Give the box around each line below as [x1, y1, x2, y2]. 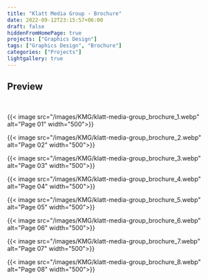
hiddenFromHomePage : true [7, 29, 82, 37]
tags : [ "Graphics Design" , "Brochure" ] [7, 42, 122, 49]
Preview [7, 81, 44, 93]
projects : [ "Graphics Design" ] [7, 36, 97, 43]
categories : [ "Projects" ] [7, 49, 82, 56]
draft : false [7, 23, 45, 30]
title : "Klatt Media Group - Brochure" [7, 10, 122, 17]
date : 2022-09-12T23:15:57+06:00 [7, 17, 104, 24]
